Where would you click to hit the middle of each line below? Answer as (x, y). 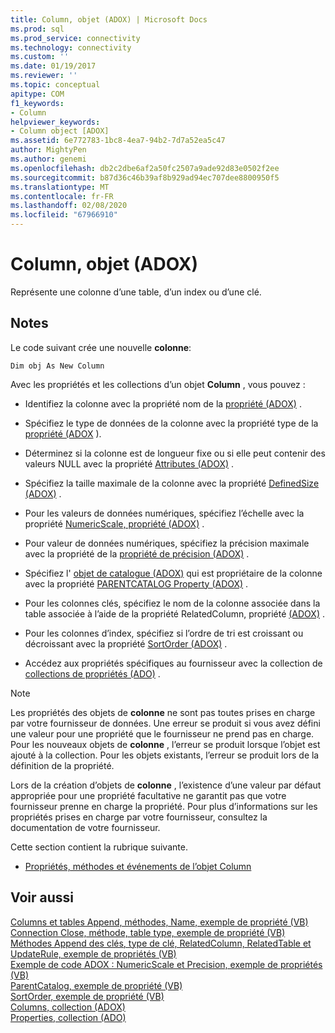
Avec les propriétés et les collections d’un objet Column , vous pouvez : (158, 384)
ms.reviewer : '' (44, 76)
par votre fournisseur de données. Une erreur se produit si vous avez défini (165, 723)
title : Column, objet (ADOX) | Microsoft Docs (109, 19)
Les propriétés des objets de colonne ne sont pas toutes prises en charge (163, 712)
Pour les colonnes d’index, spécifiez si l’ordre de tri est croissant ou (164, 633)
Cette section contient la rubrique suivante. (99, 847)
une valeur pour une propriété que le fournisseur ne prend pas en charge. (162, 733)
